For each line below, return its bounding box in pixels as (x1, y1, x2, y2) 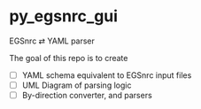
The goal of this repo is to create (9, 52, 128, 63)
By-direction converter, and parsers (21, 90, 152, 101)
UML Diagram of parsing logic (21, 80, 132, 90)
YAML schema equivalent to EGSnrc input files (21, 69, 192, 81)
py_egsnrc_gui (9, 6, 118, 27)
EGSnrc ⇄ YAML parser (9, 35, 96, 46)
